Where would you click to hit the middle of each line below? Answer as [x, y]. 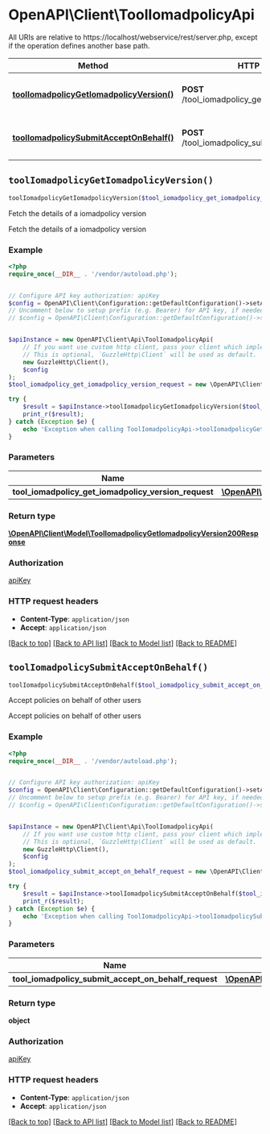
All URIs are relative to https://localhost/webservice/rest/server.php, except [133, 37]
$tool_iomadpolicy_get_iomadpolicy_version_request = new [107, 384]
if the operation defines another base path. [79, 45]
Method [93, 65]
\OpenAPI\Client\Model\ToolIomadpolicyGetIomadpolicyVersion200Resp [133, 534]
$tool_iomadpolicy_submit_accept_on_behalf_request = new [107, 872]
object [19, 1020]
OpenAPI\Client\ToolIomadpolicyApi [131, 15]
